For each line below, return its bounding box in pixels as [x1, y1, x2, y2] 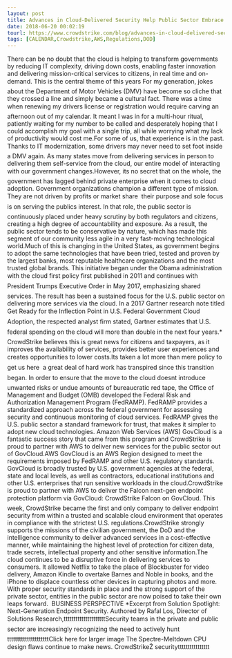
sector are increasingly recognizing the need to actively [7, 625, 166, 633]
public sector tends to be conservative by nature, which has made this [7, 227, 207, 236]
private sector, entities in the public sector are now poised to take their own [7, 592, 222, 601]
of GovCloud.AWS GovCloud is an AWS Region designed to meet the [7, 450, 202, 458]
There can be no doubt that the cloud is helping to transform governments [7, 55, 219, 63]
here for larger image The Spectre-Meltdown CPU [64, 635, 207, 643]
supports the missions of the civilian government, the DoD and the [7, 526, 195, 534]
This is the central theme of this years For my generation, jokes [33, 77, 213, 86]
